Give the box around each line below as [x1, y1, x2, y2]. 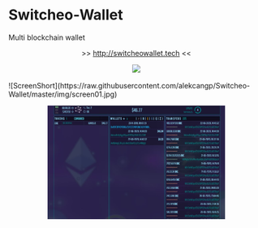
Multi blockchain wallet [8, 32, 85, 42]
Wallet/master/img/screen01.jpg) [8, 89, 118, 99]
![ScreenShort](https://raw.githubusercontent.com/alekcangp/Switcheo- [8, 80, 251, 90]
